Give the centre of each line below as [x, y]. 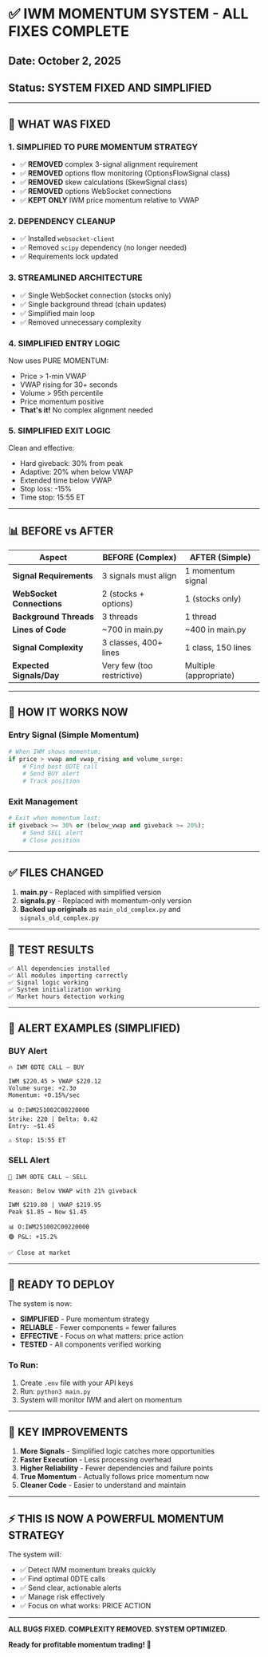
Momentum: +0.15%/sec [44, 1095]
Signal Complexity [48, 648]
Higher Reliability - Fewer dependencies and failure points [116, 1468]
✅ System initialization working [65, 989]
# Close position [51, 841]
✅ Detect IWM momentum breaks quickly [88, 1570]
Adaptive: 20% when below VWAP [77, 472]
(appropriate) [210, 676]
